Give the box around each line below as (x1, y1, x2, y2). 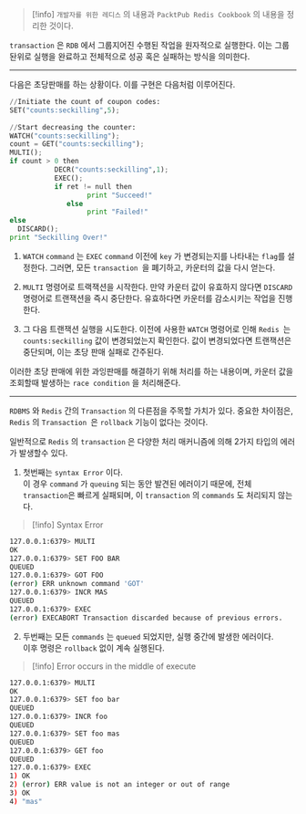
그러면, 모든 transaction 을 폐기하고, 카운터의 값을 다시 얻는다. (49, 262, 276, 273)
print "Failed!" (87, 207, 148, 217)
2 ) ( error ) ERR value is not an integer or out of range (9, 780, 230, 789)
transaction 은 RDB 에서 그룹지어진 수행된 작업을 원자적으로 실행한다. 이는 (9, 40, 273, 50)
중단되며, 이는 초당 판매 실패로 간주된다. (22, 346, 164, 357)
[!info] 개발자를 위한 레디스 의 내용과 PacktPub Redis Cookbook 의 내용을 (31, 9, 285, 19)
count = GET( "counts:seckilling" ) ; (9, 140, 145, 149)
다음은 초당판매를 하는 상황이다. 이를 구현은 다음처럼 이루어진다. (9, 79, 236, 89)
